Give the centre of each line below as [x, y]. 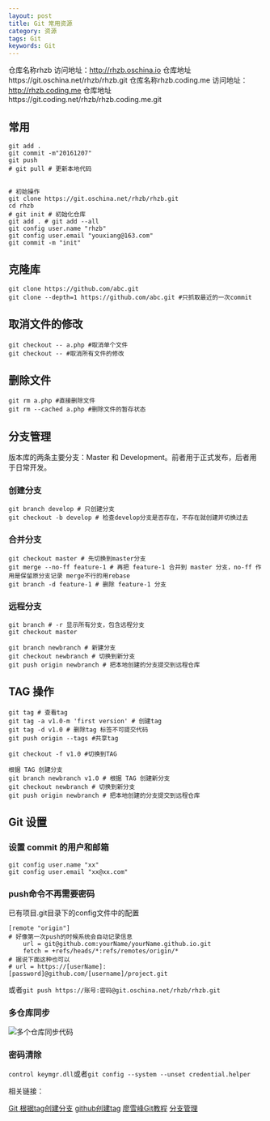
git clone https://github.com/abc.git [74, 288]
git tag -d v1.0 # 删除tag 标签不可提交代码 [78, 730]
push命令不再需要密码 [52, 893]
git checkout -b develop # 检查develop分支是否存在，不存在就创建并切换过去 [129, 518]
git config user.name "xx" [54, 865]
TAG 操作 [31, 692]
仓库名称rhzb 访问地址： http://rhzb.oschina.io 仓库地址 [100, 70]
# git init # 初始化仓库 [47, 214]
